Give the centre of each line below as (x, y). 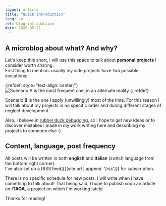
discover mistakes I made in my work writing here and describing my (75, 125)
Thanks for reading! (25, 198)
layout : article (22, 10)
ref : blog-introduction (30, 23)
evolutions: (16, 76)
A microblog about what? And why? (61, 48)
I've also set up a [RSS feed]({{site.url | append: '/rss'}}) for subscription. (80, 168)
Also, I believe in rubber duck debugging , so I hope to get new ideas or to (80, 120)
